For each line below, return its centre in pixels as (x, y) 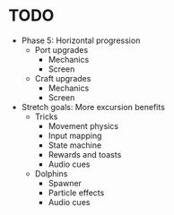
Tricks (46, 116)
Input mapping (75, 135)
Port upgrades (61, 49)
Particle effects (76, 193)
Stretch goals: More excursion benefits (93, 107)
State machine (75, 145)
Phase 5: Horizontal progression (81, 40)
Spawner (65, 183)
